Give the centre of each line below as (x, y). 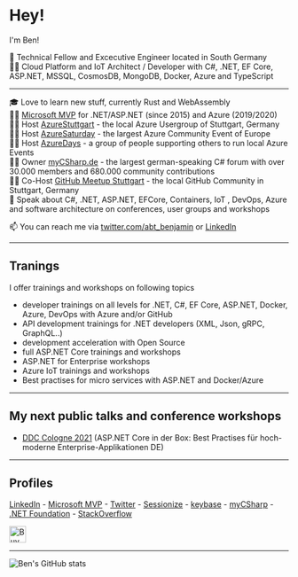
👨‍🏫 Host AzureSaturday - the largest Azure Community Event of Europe (140, 133)
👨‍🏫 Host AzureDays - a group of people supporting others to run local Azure (149, 143)
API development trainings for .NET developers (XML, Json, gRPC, (143, 324)
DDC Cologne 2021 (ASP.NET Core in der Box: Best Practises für (140, 437)
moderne (39, 447)
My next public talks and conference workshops (145, 416)
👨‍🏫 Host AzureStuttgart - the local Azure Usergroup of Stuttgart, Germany (145, 124)
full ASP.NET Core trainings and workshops (102, 352)
